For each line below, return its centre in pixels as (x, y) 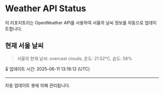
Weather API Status (46, 9)
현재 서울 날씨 (24, 46)
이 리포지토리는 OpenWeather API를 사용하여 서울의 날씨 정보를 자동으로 (74, 23)
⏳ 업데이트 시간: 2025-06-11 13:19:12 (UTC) (48, 69)
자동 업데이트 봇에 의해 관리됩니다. (38, 85)
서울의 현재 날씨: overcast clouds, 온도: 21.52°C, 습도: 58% (75, 58)
